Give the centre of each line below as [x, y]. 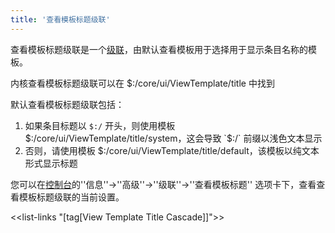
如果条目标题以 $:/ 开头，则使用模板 [100, 125]
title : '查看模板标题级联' [60, 19]
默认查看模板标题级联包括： [67, 104]
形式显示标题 [51, 163]
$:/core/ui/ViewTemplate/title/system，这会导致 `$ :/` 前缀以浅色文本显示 [173, 138]
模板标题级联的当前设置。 [71, 197]
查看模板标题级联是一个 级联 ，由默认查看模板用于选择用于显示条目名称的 [159, 49]
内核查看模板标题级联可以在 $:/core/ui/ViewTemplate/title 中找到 [142, 83]
